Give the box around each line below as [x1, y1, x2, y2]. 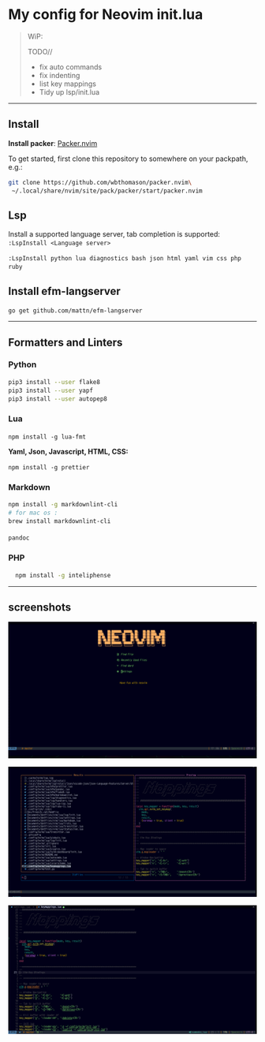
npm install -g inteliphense [15, 571, 111, 579]
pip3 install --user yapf [8, 387, 93, 394]
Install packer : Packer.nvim [8, 138, 98, 148]
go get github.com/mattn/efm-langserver [8, 307, 144, 315]
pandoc [8, 534, 30, 542]
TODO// [27, 47, 53, 56]
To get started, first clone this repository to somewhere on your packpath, [8, 154, 248, 163]
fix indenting [39, 70, 80, 80]
